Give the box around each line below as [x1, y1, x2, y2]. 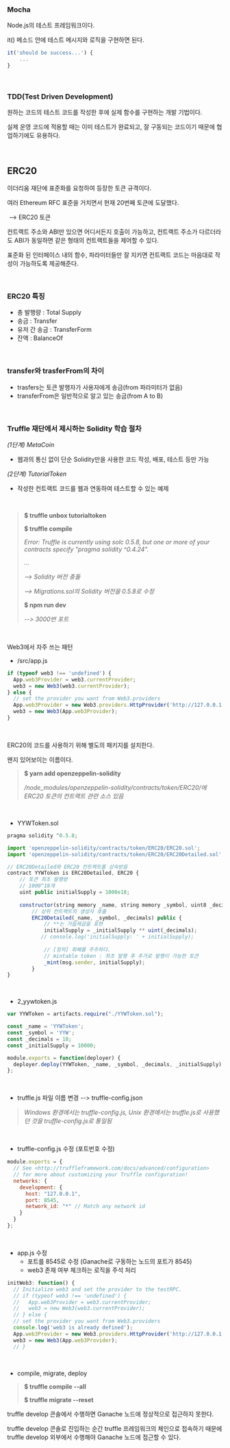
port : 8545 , [25, 1196, 60, 1204]
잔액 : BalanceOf [16, 334, 64, 342]
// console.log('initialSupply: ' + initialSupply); [40, 934, 194, 941]
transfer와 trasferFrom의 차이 [7, 366, 105, 376]
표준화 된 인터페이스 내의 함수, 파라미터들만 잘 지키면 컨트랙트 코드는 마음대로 [7, 251, 214, 259]
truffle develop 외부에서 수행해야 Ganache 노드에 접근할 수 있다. [7, 1433, 181, 1441]
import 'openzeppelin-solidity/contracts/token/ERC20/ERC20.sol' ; [7, 845, 201, 852]
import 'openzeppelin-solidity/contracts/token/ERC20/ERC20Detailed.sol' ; [7, 851, 225, 858]
